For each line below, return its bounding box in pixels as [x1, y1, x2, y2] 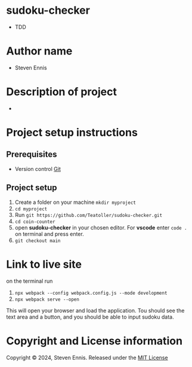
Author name [6, 44, 73, 58]
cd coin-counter [14, 219, 55, 225]
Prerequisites [6, 149, 57, 160]
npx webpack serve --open [14, 296, 79, 302]
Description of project [6, 85, 117, 99]
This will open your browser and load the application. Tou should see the [6, 307, 185, 314]
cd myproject [14, 206, 48, 212]
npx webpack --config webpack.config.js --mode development [14, 290, 168, 296]
